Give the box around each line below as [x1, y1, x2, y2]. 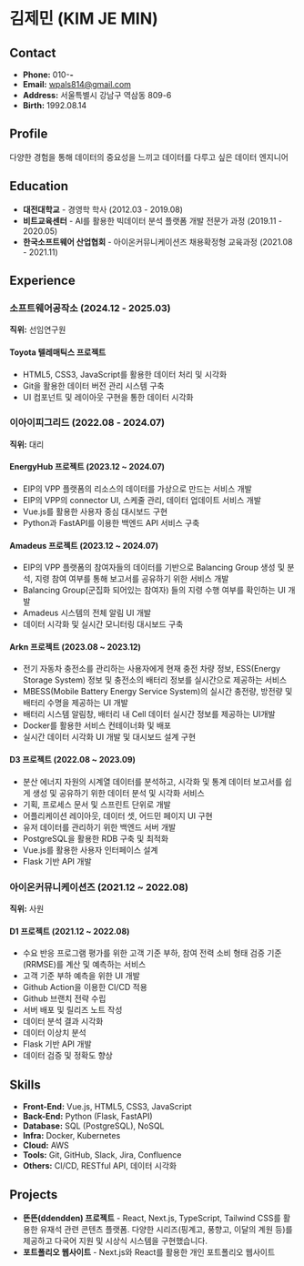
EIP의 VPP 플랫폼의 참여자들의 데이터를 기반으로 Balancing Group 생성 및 [22, 562, 285, 573]
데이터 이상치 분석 [22, 1028, 86, 1038]
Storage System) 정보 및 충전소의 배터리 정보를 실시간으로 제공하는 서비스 [22, 674, 288, 685]
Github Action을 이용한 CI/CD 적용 [22, 982, 148, 993]
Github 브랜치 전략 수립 [22, 993, 106, 1004]
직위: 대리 [9, 439, 45, 450]
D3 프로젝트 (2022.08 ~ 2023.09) [9, 755, 137, 765]
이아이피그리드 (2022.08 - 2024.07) [9, 416, 166, 429]
